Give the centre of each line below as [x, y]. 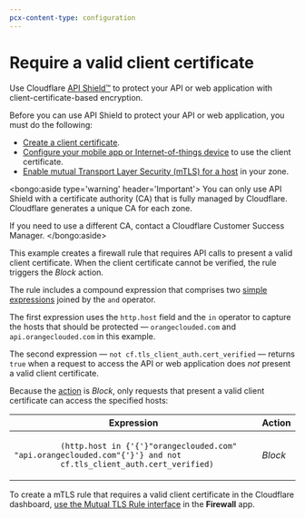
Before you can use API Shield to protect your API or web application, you [147, 115]
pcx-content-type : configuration [73, 18]
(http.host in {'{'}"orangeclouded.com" [149, 446]
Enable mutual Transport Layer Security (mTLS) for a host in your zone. [156, 171]
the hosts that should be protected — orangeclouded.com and [123, 327]
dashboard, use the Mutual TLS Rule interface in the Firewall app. [133, 503]
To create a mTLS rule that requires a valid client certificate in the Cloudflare [152, 494]
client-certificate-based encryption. [76, 97]
